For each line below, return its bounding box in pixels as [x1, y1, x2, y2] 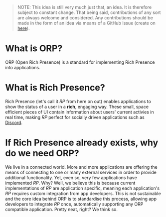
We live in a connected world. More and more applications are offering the [5, 164, 158, 170]
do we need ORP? [5, 148, 80, 159]
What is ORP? [5, 43, 63, 54]
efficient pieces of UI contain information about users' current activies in [5, 109, 154, 115]
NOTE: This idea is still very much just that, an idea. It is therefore [17, 4, 152, 10]
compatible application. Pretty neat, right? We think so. [5, 206, 118, 212]
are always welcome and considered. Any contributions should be [17, 15, 153, 20]
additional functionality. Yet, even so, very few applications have [5, 174, 137, 181]
